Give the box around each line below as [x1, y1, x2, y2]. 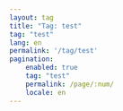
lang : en [9, 38, 42, 47]
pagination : [9, 55, 54, 64]
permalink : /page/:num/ [25, 80, 115, 89]
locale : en [25, 88, 66, 97]
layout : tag [9, 13, 54, 22]
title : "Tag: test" [9, 21, 83, 30]
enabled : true [25, 64, 78, 73]
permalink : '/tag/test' [9, 47, 99, 55]
